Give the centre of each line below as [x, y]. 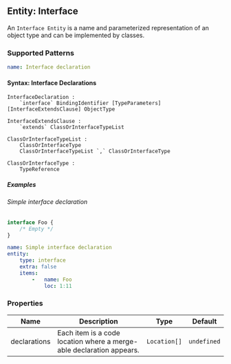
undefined [205, 341]
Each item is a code [89, 332]
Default [205, 321]
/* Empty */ [36, 229]
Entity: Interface [43, 11]
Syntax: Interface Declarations [52, 82]
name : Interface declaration [49, 67]
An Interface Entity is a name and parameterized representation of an [108, 27]
